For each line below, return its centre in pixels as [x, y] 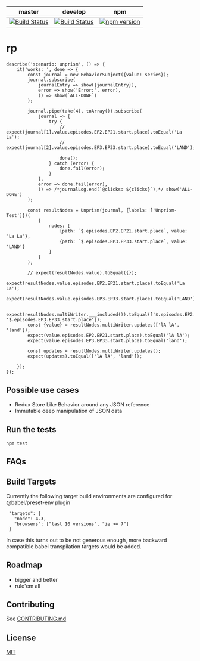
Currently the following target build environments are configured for [89, 496]
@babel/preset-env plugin [38, 502]
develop [74, 12]
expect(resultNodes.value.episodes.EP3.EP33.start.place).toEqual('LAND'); [102, 299]
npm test [17, 443]
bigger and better [36, 579]
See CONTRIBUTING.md [36, 619]
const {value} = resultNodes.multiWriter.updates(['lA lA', [104, 325]
